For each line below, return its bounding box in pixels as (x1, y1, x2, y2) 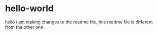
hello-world (5, 3, 54, 14)
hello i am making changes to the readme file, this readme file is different (5, 19, 153, 25)
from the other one (5, 24, 43, 30)
